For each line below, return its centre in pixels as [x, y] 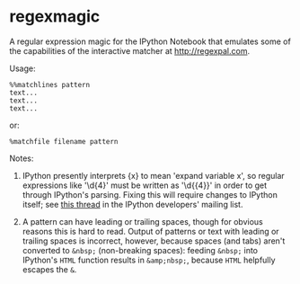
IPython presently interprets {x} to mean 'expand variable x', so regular [153, 175]
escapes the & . [49, 269]
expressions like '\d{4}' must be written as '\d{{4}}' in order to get [145, 185]
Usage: [22, 68]
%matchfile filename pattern [64, 141]
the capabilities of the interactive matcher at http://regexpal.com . [129, 50]
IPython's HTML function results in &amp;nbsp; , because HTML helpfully [149, 260]
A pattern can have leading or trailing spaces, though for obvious [142, 221]
